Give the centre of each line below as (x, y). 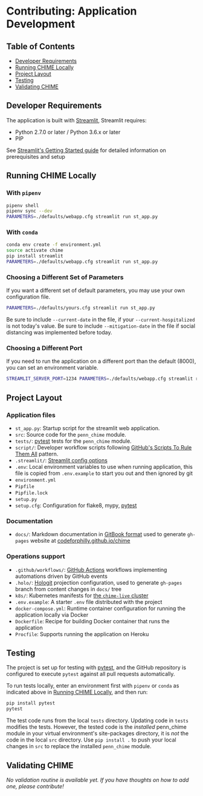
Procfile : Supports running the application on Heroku (82, 634)
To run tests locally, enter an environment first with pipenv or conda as (93, 686)
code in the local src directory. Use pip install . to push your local (91, 740)
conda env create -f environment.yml (54, 245)
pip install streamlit (35, 256)
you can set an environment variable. (52, 368)
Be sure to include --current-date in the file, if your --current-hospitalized (101, 320)
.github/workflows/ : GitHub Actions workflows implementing (91, 569)
